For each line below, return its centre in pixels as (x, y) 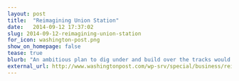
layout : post (27, 14)
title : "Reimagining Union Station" (63, 20)
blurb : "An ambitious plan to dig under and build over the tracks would (119, 60)
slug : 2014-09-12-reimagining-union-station (74, 33)
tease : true (25, 54)
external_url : (28, 66)
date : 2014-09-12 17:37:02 (51, 27)
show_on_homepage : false (44, 46)
